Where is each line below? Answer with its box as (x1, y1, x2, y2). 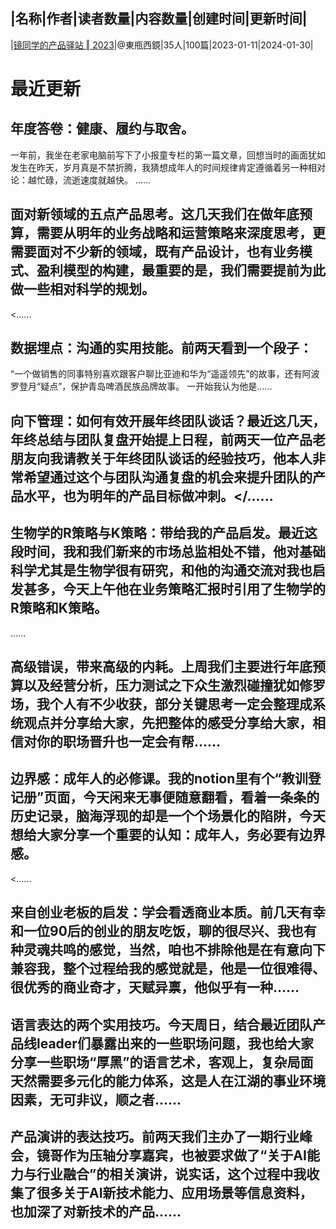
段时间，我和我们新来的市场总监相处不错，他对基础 (10, 544, 326, 561)
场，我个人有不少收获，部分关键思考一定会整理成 (10, 696, 313, 713)
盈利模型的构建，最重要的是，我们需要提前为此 (36, 262, 326, 279)
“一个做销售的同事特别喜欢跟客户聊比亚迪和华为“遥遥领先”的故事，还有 (10, 368, 303, 380)
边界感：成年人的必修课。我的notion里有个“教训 (10, 770, 308, 788)
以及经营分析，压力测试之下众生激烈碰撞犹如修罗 (23, 677, 326, 694)
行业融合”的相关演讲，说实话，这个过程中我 (36, 1166, 307, 1183)
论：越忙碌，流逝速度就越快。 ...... (10, 174, 152, 186)
